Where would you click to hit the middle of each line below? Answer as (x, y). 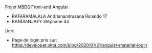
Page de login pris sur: (34, 40)
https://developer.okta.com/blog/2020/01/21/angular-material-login (79, 45)
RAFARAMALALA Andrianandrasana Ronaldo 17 (59, 16)
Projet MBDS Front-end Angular (36, 7)
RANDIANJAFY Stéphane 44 (40, 21)
